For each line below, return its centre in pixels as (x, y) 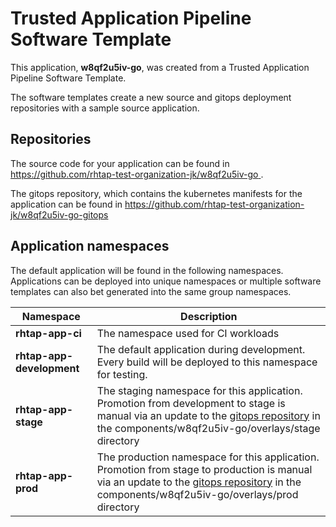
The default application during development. (201, 349)
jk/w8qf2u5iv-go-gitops (59, 214)
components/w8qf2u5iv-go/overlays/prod (197, 494)
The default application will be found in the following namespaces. (147, 270)
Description (209, 316)
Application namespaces (90, 246)
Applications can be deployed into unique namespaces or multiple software (166, 281)
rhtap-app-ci (48, 333)
